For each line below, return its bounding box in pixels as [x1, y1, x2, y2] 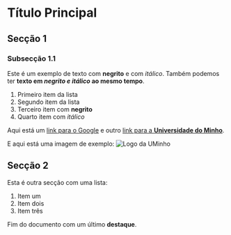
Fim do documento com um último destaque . [7, 220, 137, 228]
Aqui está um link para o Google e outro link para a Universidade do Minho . [7, 126, 225, 134]
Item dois [17, 199, 45, 207]
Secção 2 [7, 160, 49, 172]
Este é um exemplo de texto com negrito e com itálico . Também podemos [7, 69, 220, 77]
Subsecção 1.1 [7, 54, 56, 63]
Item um [17, 192, 42, 200]
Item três [17, 206, 43, 215]
